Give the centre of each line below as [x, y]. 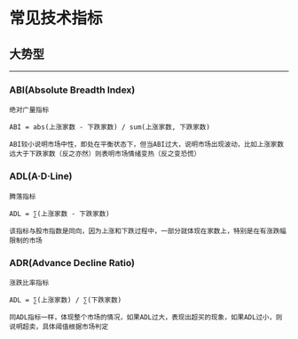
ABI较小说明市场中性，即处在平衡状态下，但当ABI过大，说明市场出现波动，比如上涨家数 [146, 145]
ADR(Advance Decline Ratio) [72, 262]
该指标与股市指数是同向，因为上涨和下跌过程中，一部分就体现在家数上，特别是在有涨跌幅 [148, 231]
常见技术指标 [56, 18]
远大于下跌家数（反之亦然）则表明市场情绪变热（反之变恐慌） [105, 154]
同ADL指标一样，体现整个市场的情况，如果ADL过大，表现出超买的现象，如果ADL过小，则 [146, 317]
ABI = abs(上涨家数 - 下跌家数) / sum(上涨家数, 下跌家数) [110, 127]
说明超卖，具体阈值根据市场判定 [59, 327]
